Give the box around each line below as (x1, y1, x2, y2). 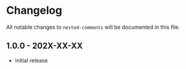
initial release (14, 56, 48, 64)
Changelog (6, 4, 62, 17)
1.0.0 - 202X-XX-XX (6, 41, 83, 51)
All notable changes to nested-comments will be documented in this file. (6, 23, 180, 31)
